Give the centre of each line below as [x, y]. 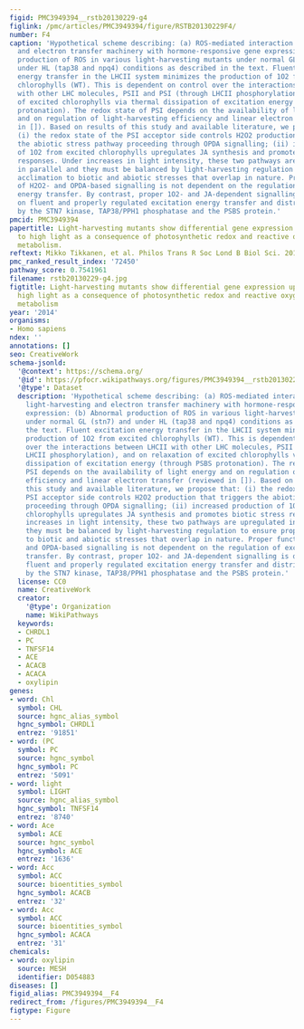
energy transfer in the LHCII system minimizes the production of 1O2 [153, 77]
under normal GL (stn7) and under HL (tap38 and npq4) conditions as [160, 422]
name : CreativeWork [54, 590]
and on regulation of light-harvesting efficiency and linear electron [156, 119]
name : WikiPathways [62, 615]
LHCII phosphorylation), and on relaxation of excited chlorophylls [157, 455]
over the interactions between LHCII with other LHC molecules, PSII [160, 447]
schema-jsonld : [38, 363]
